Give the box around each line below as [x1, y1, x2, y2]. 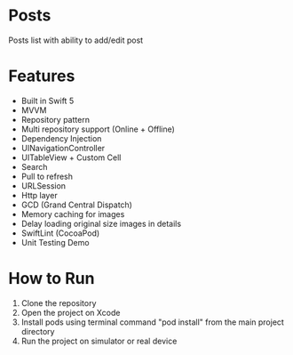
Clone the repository [20, 297, 97, 308]
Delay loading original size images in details [20, 218, 182, 229]
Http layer [20, 190, 59, 200]
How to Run [8, 269, 95, 289]
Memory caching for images [20, 208, 125, 219]
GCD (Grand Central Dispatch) [20, 199, 132, 210]
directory [20, 326, 55, 336]
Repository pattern [20, 114, 91, 125]
